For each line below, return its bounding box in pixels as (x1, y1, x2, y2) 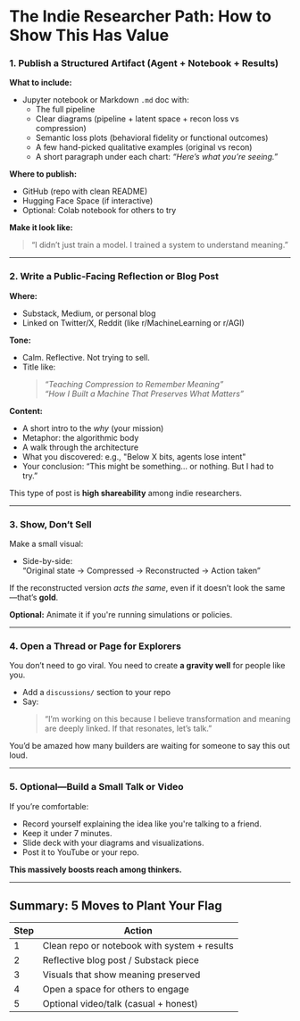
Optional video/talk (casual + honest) (42, 998, 198, 1010)
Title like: (21, 361, 56, 372)
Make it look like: (9, 222, 73, 233)
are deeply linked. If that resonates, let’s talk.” (44, 723, 212, 734)
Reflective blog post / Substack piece (42, 954, 199, 967)
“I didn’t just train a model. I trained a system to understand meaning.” (30, 239, 288, 251)
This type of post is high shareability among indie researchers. (9, 487, 243, 498)
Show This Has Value (9, 25, 170, 46)
